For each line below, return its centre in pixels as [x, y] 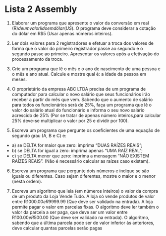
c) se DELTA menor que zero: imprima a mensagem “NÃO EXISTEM [81, 156]
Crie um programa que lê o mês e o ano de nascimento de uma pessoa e [86, 69]
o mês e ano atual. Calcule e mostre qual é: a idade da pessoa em [79, 74]
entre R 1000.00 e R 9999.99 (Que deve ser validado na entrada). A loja [82, 201]
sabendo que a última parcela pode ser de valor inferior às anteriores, [83, 223]
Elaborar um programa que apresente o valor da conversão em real [80, 23]
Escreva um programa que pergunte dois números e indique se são [81, 171]
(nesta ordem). [27, 181]
